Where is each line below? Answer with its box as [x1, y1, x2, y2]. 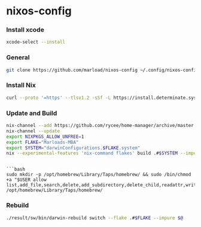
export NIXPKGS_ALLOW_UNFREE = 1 [6, 134, 84, 140]
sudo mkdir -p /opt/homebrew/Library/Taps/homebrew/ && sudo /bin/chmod [6, 172, 191, 178]
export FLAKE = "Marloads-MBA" [6, 139, 79, 145]
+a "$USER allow [6, 177, 47, 183]
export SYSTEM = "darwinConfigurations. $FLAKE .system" [6, 145, 141, 151]
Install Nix [6, 81, 36, 89]
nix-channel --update [6, 128, 60, 134]
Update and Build [6, 109, 57, 117]
